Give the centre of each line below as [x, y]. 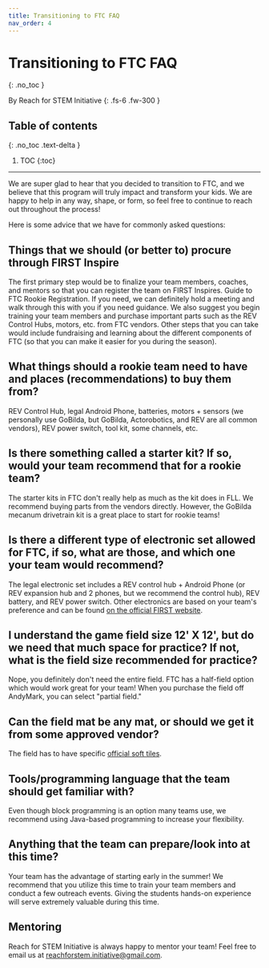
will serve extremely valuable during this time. [84, 901]
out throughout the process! [54, 209]
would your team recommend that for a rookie [125, 466]
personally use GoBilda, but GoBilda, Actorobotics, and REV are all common [133, 419]
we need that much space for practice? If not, [124, 648]
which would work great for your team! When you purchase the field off [126, 688]
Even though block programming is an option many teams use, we [117, 810]
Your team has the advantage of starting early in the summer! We [116, 876]
